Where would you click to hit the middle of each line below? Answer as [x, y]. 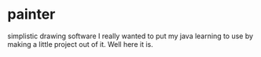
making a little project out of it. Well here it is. [81, 44]
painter [31, 14]
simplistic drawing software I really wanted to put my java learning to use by [130, 36]
